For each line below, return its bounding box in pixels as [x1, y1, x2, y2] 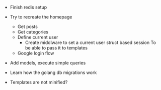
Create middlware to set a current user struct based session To [25, 39, 156, 45]
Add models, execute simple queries [10, 60, 86, 65]
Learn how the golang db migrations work [10, 69, 97, 75]
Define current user [17, 34, 58, 40]
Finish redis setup [10, 4, 47, 10]
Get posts [17, 23, 38, 29]
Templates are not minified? [10, 79, 68, 85]
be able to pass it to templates [25, 45, 88, 50]
